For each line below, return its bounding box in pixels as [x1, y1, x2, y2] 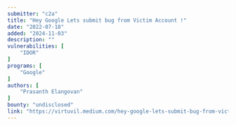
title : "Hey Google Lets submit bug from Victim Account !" [7, 17, 188, 24]
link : [7, 108, 23, 115]
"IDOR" [20, 50, 39, 57]
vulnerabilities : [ [7, 43, 65, 50]
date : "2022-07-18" [7, 23, 65, 30]
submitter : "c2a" [7, 10, 58, 17]
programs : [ [7, 62, 42, 69]
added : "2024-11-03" [7, 29, 68, 37]
